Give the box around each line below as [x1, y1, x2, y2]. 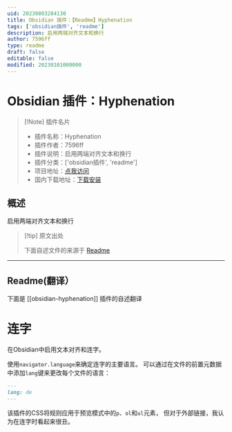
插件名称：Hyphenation [34, 132, 101, 140]
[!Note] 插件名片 [23, 117, 70, 126]
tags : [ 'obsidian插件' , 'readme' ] [7, 23, 105, 30]
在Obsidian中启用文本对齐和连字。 [7, 346, 106, 354]
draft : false [7, 49, 45, 56]
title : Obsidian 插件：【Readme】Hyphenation [7, 17, 133, 23]
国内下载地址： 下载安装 [34, 175, 101, 184]
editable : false [7, 55, 54, 62]
